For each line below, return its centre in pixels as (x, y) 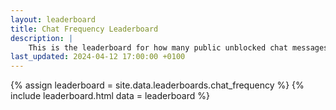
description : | (42, 38)
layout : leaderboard (53, 19)
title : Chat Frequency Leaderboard (84, 29)
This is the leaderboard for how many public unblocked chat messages (178, 47)
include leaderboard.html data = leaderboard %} (110, 96)
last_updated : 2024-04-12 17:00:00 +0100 (98, 57)
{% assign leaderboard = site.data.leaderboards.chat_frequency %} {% (157, 85)
